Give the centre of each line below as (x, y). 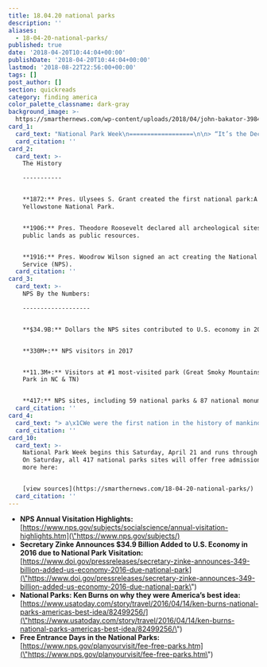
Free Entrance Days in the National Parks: (90, 637)
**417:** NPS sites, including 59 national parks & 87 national (131, 401)
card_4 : (21, 415)
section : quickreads (43, 90)
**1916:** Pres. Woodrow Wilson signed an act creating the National (140, 257)
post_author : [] (35, 82)
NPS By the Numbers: (56, 294)
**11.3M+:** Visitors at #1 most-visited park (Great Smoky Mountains (142, 372)
